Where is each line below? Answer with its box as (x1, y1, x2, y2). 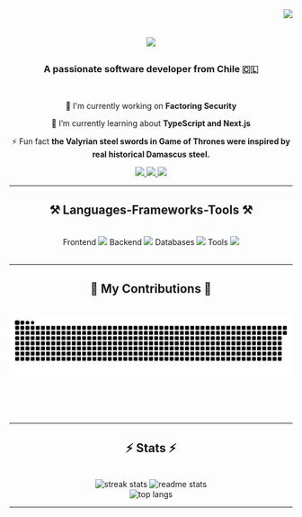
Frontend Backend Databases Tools (62, 237, 228, 248)
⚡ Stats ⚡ (125, 440, 177, 456)
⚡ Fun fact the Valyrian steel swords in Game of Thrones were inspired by (12, 136, 290, 147)
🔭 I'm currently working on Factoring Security (65, 101, 237, 112)
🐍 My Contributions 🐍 (90, 281, 212, 296)
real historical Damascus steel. (92, 149, 210, 160)
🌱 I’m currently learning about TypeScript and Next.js (50, 118, 252, 129)
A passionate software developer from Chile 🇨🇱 (43, 63, 259, 76)
